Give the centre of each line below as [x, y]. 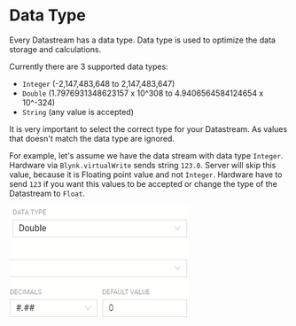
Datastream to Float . [47, 193]
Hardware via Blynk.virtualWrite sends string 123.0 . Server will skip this [143, 165]
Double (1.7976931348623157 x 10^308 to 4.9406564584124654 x [143, 93]
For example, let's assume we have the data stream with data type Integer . [146, 155]
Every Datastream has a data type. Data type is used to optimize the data [143, 40]
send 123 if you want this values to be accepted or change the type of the [143, 183]
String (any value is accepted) [78, 112]
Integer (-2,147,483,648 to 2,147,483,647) [98, 83]
